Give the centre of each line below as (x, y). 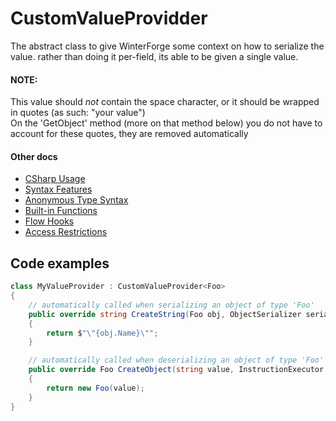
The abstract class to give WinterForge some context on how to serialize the (167, 46)
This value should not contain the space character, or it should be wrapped (165, 102)
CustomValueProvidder (109, 18)
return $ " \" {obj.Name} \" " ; (102, 333)
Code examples (60, 263)
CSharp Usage (55, 179)
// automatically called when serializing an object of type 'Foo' (171, 305)
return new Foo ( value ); (95, 388)
